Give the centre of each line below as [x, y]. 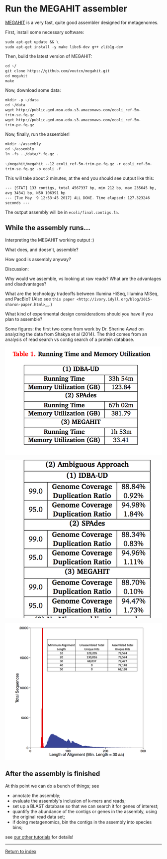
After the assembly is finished [53, 774]
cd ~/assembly [20, 149]
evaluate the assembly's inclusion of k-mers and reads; [69, 801]
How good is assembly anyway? [38, 259]
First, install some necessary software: [45, 32]
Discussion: [17, 269]
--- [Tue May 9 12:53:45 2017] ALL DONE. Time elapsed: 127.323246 [78, 198]
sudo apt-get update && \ [32, 42]
